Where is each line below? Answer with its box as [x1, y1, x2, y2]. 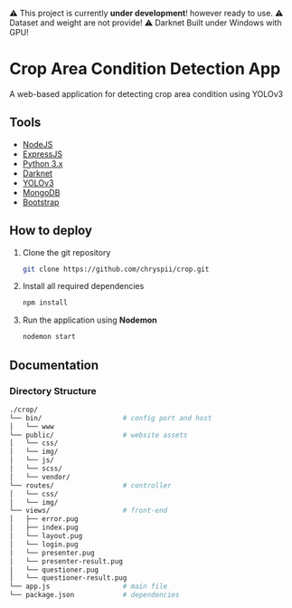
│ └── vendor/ [9, 472, 71, 481]
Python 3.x [22, 158, 63, 169]
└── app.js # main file [9, 582, 168, 592]
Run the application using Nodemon [22, 314, 157, 325]
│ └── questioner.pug [9, 565, 99, 574]
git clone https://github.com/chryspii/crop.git [22, 265, 210, 274]
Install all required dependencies [22, 281, 145, 292]
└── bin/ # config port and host [9, 413, 212, 422]
